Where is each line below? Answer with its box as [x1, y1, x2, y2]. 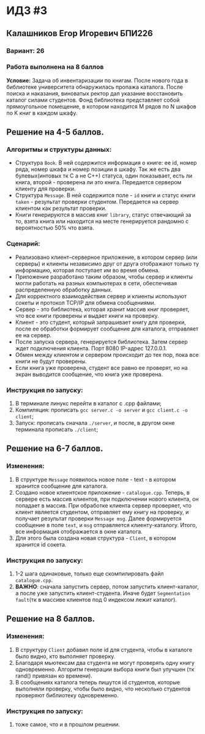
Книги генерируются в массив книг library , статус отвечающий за [15, 211, 192, 219]
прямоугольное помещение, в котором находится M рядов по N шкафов [6, 102, 197, 110]
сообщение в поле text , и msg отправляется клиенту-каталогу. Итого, [15, 521, 198, 528]
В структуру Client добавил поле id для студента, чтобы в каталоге [15, 646, 193, 653]
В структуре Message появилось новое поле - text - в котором [15, 476, 176, 483]
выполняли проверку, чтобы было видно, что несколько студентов [15, 685, 191, 692]
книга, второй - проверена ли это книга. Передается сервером [15, 179, 182, 186]
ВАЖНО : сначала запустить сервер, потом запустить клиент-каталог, [15, 583, 199, 591]
